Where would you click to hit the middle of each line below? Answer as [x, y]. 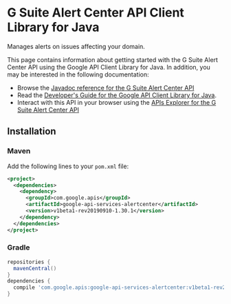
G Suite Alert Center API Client [96, 13]
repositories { [29, 262]
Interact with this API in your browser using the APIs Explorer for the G [117, 102]
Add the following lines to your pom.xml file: [68, 166]
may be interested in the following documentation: [78, 74]
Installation [32, 131]
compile [24, 287]
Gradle [19, 247]
